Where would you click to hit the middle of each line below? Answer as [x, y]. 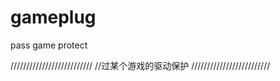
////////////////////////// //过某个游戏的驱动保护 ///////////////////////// [140, 65]
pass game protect [49, 45]
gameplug [53, 17]
